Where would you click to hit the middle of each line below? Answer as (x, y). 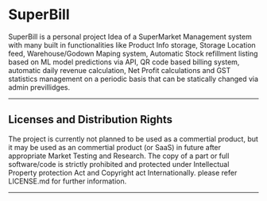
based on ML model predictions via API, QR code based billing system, (124, 62)
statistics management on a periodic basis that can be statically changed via (133, 79)
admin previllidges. (39, 87)
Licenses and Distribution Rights (91, 120)
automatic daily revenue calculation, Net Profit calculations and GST (120, 70)
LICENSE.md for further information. (68, 181)
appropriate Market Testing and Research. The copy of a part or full (119, 156)
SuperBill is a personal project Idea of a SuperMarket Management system (130, 37)
